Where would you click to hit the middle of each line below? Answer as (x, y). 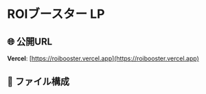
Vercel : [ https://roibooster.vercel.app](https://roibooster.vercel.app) (103, 58)
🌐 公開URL (30, 42)
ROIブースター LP (56, 14)
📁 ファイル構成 (38, 82)
